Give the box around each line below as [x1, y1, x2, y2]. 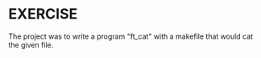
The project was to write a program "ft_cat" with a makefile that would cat [8, 31, 254, 41]
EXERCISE [8, 5, 78, 23]
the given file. [8, 39, 54, 49]
